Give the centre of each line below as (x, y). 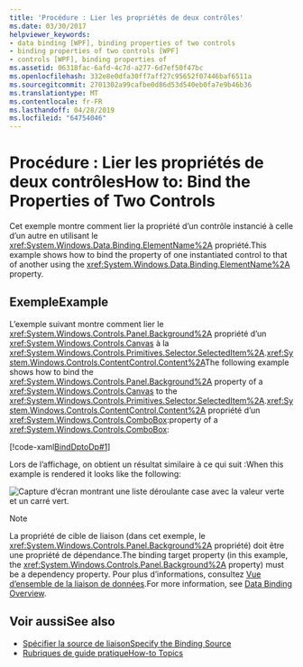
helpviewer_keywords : (50, 34)
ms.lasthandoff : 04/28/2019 (62, 110)
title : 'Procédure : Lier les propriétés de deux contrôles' (127, 18)
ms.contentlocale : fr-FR (56, 101)
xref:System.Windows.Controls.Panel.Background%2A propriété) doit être (147, 545)
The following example (247, 362)
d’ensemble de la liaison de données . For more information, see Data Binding (151, 583)
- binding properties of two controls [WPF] (94, 51)
